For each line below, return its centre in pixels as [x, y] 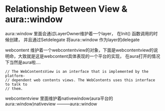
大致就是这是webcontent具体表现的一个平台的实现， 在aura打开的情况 [89, 56]
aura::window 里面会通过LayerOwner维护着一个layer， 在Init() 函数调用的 [79, 33]
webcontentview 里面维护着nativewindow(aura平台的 [59, 98]
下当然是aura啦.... [23, 62]
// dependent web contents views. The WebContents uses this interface [80, 80]
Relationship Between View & [66, 9]
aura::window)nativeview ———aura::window [51, 104]
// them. [14, 89]
